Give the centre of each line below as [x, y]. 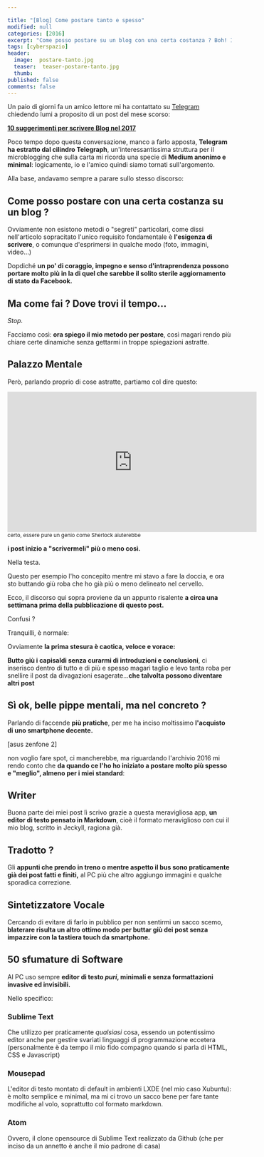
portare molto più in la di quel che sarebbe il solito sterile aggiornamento [117, 274]
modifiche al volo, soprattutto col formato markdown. [85, 1104]
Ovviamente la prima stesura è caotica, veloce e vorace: [91, 646]
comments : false [31, 86]
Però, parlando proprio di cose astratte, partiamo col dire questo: [102, 382]
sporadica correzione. [40, 882]
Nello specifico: [30, 998]
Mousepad [26, 1074]
